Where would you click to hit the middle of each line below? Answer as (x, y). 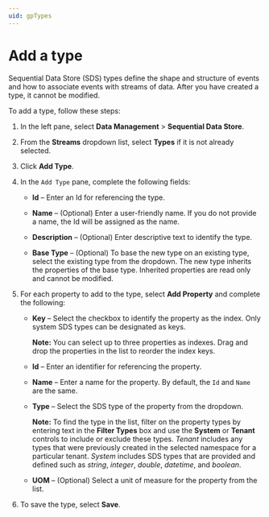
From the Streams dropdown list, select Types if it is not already (127, 142)
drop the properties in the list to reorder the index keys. (124, 350)
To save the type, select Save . (70, 504)
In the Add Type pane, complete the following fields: (105, 181)
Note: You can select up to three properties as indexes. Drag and (140, 342)
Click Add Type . (47, 166)
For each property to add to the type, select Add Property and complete (140, 294)
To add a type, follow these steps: (64, 110)
